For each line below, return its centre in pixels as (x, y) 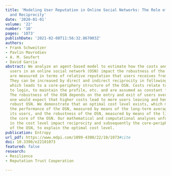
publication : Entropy (28, 132)
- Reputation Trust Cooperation (39, 161)
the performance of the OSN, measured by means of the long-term (81, 109)
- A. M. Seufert (22, 57)
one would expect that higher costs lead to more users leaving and (84, 99)
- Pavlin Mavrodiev (26, 52)
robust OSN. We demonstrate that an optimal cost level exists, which (86, 104)
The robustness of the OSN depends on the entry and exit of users (83, 95)
